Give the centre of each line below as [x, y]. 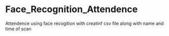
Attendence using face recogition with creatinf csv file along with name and [84, 23]
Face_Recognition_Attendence [72, 9]
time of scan [18, 28]
